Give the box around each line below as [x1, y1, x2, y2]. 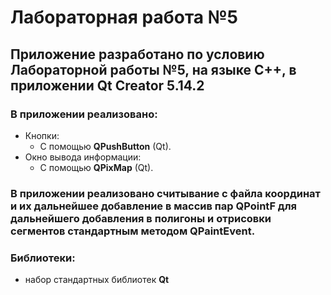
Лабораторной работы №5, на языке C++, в [10, 61, 297, 78]
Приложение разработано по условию [10, 46, 265, 63]
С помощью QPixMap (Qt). [39, 161, 154, 173]
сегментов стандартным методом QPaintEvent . [10, 224, 256, 238]
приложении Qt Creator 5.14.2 [10, 77, 205, 94]
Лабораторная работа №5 [10, 6, 239, 29]
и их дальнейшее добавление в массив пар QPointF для [10, 199, 298, 213]
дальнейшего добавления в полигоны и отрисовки [10, 211, 272, 225]
